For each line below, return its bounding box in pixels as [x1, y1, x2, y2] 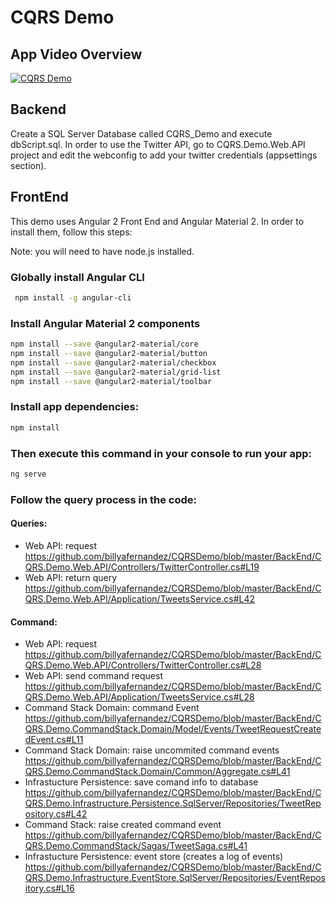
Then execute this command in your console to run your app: [10, 446, 312, 460]
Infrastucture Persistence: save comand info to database [24, 776, 259, 788]
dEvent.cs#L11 [24, 734, 84, 746]
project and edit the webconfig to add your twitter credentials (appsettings [10, 149, 318, 161]
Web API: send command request [24, 670, 163, 682]
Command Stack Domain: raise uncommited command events [24, 744, 280, 756]
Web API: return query [24, 571, 118, 583]
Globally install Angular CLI [10, 270, 145, 284]
